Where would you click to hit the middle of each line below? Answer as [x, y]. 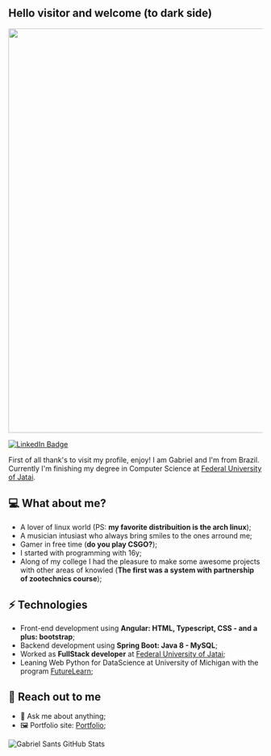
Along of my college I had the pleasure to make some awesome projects [140, 561]
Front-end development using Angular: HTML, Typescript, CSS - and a [139, 628]
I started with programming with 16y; [81, 552]
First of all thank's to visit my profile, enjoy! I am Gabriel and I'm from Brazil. [134, 459]
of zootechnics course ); [61, 578]
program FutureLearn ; [56, 671]
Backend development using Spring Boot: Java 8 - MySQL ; [119, 645]
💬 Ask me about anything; [63, 716]
